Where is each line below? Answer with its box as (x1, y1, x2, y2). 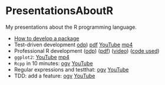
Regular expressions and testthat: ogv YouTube (14, 66, 129, 73)
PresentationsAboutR (5, 4, 113, 18)
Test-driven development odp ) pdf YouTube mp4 (14, 41, 133, 48)
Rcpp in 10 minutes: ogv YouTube (14, 60, 93, 67)
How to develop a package (14, 35, 80, 42)
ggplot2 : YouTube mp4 (14, 53, 70, 60)
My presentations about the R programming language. (5, 23, 137, 30)
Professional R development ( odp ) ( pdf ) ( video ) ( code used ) (14, 47, 160, 54)
